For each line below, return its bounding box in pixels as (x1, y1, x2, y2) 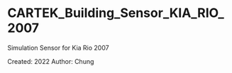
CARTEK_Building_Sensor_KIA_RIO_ (7, 5, 225, 21)
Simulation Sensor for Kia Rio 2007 (7, 43, 109, 52)
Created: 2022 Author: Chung (7, 57, 94, 65)
